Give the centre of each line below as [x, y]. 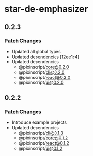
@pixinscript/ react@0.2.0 [45, 77]
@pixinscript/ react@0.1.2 [44, 143]
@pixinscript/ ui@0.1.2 [41, 148]
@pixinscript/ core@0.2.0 [44, 67]
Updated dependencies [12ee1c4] [45, 57]
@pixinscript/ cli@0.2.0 [42, 72]
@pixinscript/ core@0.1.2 [43, 138]
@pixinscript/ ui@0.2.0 [41, 82]
